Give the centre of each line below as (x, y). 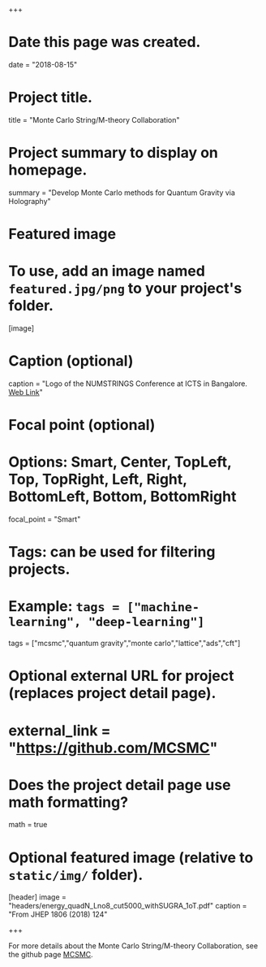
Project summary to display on (114, 153)
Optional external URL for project (121, 676)
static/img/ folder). (76, 875)
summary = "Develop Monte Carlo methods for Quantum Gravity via (122, 193)
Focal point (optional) (82, 425)
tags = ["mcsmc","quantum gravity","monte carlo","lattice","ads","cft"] (124, 644)
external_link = (60, 730)
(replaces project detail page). (112, 694)
